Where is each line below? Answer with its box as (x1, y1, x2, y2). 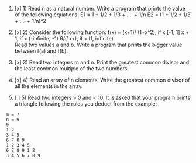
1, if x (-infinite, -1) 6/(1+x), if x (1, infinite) (14, 35, 114, 42)
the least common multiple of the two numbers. (14, 65, 129, 72)
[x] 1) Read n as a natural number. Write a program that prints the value (14, 5, 185, 12)
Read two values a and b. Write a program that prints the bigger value (14, 41, 183, 48)
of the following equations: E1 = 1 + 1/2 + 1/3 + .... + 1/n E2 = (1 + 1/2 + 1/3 (14, 11, 191, 18)
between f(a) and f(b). (14, 47, 68, 55)
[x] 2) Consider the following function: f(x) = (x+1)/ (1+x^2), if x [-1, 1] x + (14, 29, 189, 36)
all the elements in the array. (14, 83, 83, 90)
